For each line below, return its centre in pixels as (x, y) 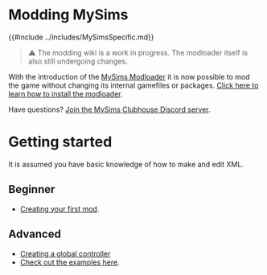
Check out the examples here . (70, 262)
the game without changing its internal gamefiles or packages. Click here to (133, 85)
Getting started (60, 142)
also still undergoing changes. (78, 61)
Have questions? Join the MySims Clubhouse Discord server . (109, 109)
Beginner (32, 189)
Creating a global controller (65, 253)
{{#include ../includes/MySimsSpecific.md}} (81, 37)
